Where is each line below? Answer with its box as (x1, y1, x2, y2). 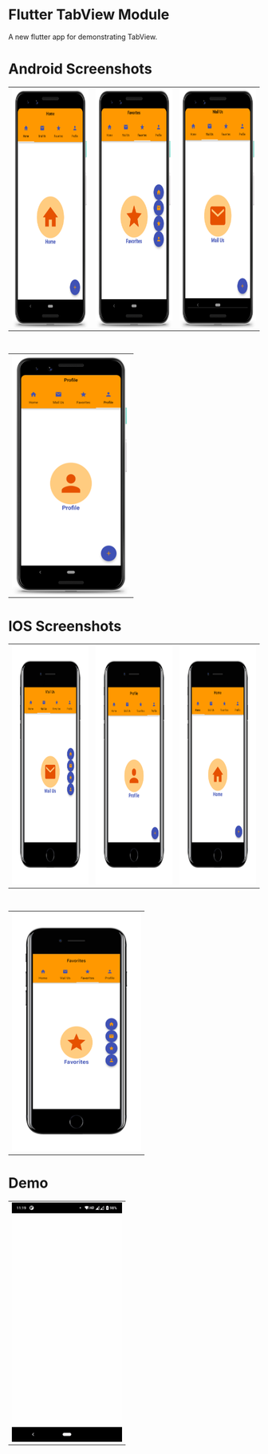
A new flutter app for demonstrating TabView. (8, 32, 158, 41)
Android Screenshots (8, 60, 153, 78)
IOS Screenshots (8, 617, 122, 635)
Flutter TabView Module (8, 6, 170, 24)
